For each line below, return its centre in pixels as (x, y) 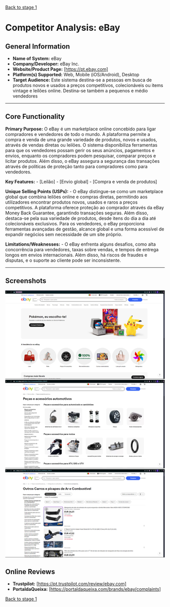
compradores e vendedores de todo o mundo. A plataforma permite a (78, 134)
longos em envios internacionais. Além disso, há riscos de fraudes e (76, 255)
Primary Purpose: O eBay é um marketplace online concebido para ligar (81, 129)
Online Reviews (30, 571)
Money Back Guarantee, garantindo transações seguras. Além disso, (77, 213)
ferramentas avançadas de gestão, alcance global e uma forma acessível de (85, 229)
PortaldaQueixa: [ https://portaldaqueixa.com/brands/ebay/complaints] (87, 589)
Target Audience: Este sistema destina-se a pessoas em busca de (82, 80)
